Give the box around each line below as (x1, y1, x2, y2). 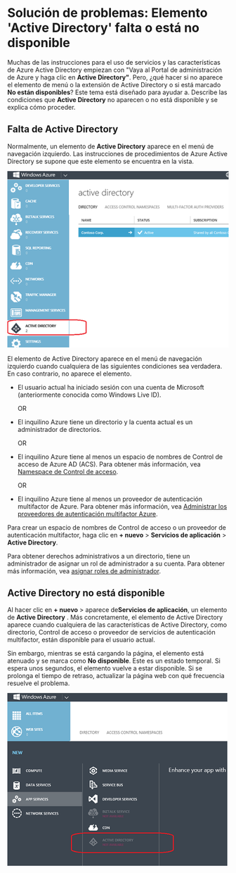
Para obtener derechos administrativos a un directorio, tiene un (7, 552, 190, 560)
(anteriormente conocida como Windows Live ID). (17, 390, 162, 399)
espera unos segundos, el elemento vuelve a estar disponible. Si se (7, 664, 202, 673)
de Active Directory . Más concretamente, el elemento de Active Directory (7, 613, 223, 622)
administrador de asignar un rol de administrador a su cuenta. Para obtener (7, 559, 225, 568)
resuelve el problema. (7, 679, 70, 687)
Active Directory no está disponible (7, 587, 165, 599)
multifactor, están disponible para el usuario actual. (7, 635, 156, 644)
